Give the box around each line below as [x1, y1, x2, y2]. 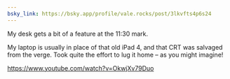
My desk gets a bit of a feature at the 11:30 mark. [7, 29, 149, 38]
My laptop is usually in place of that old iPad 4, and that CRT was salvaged [7, 43, 223, 51]
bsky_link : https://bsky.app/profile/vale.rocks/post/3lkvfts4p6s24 [7, 10, 212, 17]
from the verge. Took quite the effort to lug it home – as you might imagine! [7, 50, 224, 59]
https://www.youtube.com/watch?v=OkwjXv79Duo [7, 64, 154, 72]
